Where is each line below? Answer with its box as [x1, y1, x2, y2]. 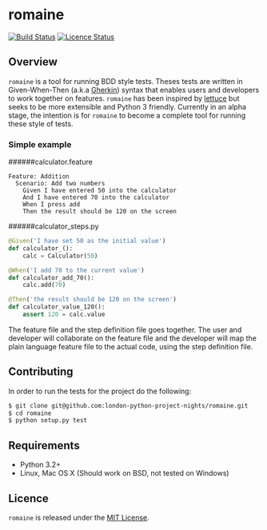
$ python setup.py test [8, 416, 88, 424]
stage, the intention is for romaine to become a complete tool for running [8, 110, 246, 120]
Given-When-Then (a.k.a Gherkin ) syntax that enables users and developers [8, 85, 260, 94]
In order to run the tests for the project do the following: [8, 386, 192, 396]
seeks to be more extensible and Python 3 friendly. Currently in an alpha [8, 102, 246, 111]
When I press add [22, 201, 81, 209]
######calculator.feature [8, 157, 94, 167]
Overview [8, 55, 58, 69]
